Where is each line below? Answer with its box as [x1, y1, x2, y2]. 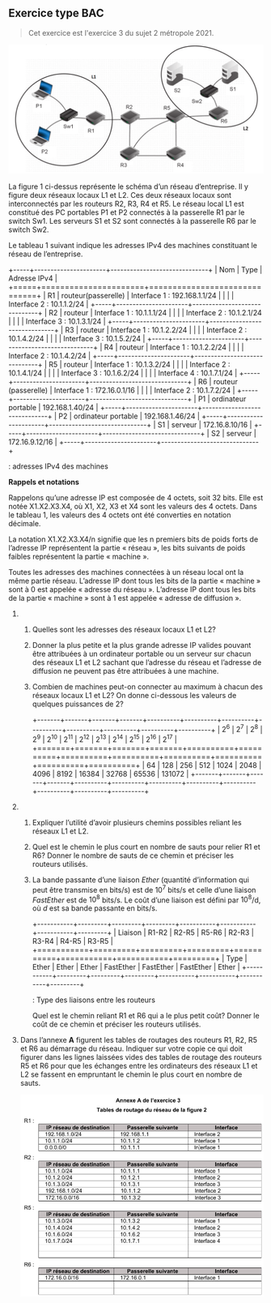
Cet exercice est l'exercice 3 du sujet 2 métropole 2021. [28, 28, 214, 37]
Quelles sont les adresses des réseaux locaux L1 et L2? [32, 624, 216, 634]
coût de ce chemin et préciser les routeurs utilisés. [32, 1019, 201, 1029]
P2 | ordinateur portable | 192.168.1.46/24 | [58, 411, 201, 421]
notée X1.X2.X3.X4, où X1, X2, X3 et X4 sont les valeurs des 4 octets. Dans [8, 501, 257, 511]
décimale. [8, 518, 41, 528]
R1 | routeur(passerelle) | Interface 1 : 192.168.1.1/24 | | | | [47, 290, 235, 300]
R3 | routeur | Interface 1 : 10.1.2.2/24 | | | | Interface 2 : [64, 324, 248, 335]
